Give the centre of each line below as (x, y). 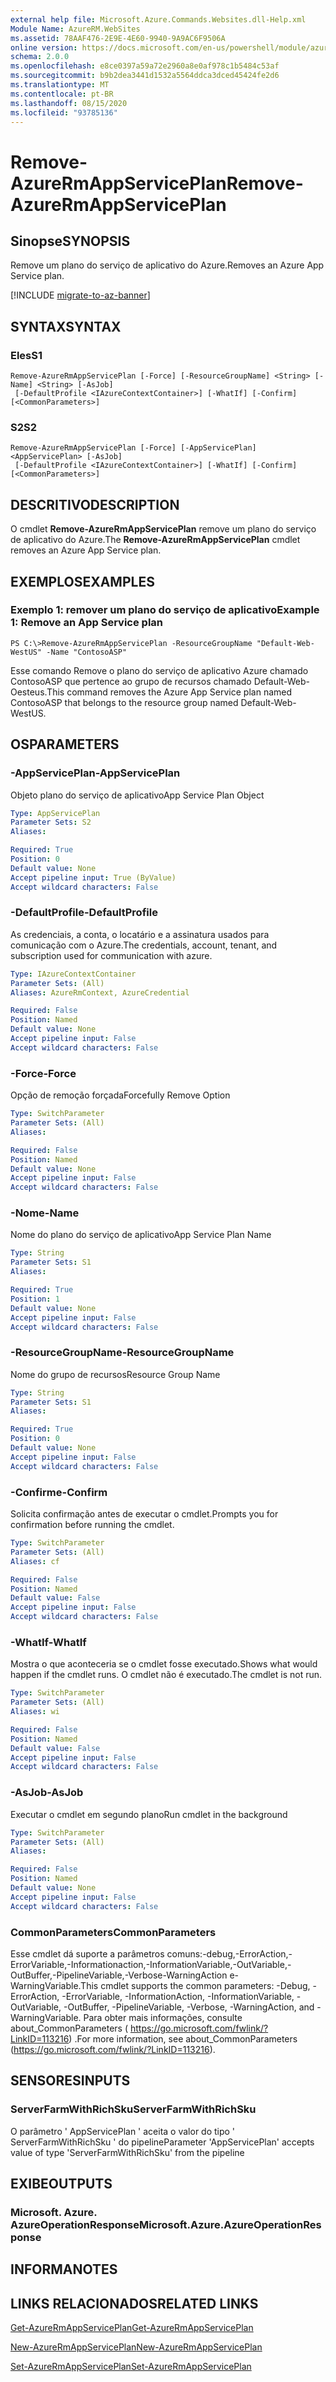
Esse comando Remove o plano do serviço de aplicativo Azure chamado (159, 670)
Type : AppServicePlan (55, 813)
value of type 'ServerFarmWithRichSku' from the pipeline (127, 2152)
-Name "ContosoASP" (87, 652)
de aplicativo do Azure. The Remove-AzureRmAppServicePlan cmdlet (155, 540)
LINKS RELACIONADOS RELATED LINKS (134, 2303)
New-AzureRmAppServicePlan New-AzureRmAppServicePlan (136, 2347)
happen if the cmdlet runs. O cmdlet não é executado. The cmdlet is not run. (166, 1675)
